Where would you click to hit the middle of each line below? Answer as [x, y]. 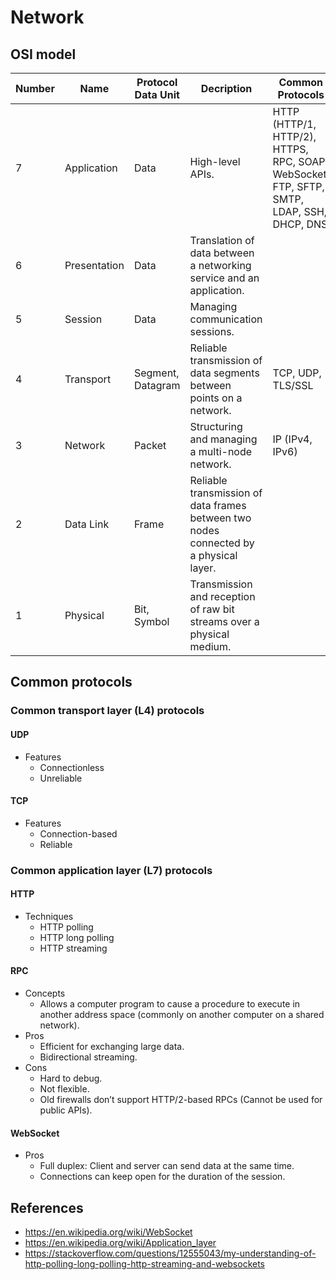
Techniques [49, 916]
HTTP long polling [77, 937]
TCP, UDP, [297, 373]
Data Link [87, 524]
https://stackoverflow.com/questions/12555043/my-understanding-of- [170, 1253]
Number [35, 88]
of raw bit [212, 609]
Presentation [94, 265]
